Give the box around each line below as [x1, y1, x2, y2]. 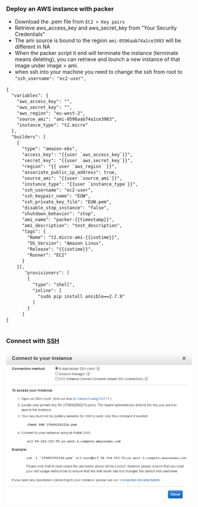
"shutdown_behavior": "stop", [21, 211, 96, 217]
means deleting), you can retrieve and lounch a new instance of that [14, 56, 180, 63]
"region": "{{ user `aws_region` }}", [21, 164, 117, 170]
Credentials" [14, 31, 45, 38]
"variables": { [11, 93, 49, 99]
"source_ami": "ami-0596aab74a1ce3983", [16, 116, 117, 122]
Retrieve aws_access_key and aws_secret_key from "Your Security [14, 24, 177, 31]
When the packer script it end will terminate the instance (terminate [14, 50, 179, 57]
